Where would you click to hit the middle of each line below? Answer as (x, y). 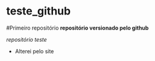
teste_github (39, 11)
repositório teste (27, 39)
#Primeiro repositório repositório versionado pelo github (77, 28)
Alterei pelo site (34, 51)
